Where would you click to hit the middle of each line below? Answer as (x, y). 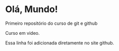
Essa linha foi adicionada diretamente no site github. (60, 43)
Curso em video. (23, 33)
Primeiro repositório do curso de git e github (51, 23)
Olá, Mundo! (32, 9)
